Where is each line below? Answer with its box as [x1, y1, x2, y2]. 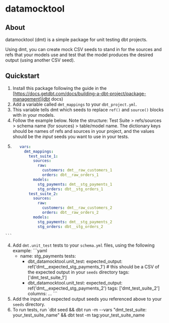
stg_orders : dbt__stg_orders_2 [37, 224, 103, 229]
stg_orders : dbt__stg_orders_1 [37, 187, 103, 192]
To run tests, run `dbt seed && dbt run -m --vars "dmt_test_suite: [12, 306, 147, 312]
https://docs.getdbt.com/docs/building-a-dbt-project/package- [14, 90, 146, 97]
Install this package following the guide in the [12, 85, 107, 91]
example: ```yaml [12, 247, 47, 253]
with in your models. [12, 112, 55, 118]
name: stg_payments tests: [20, 253, 76, 259]
